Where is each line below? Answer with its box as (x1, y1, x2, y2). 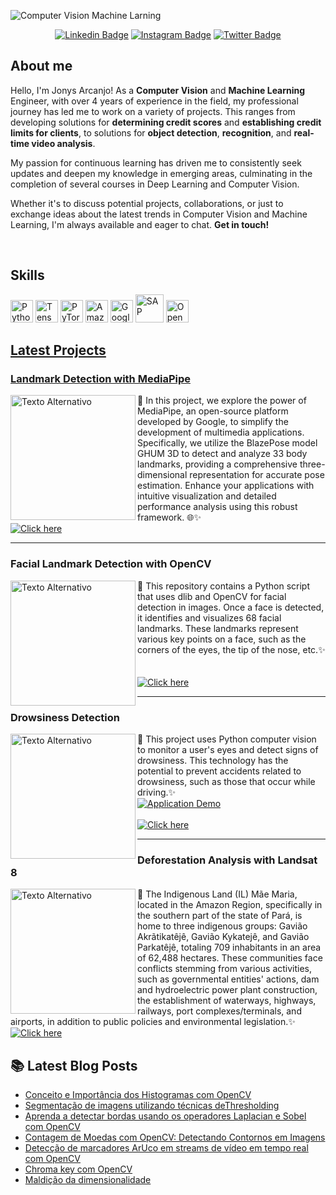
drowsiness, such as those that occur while (137, 775, 316, 787)
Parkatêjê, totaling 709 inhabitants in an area (137, 941, 322, 954)
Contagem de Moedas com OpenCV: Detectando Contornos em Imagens (24, 1131, 326, 1144)
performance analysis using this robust (137, 501, 298, 513)
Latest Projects (10, 342, 107, 359)
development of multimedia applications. (137, 426, 305, 439)
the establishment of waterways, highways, (137, 995, 317, 1007)
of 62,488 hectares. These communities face (137, 952, 323, 964)
